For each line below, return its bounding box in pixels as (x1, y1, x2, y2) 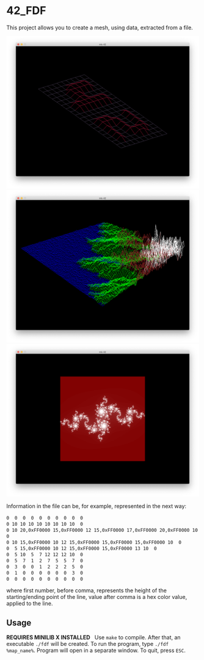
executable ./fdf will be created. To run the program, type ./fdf (6, 640, 169, 648)
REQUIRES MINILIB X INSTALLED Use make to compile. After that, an (6, 634, 181, 641)
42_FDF (6, 4, 46, 18)
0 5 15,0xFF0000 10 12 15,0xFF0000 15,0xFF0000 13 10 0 (6, 546, 157, 552)
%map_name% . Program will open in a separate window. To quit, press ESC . (6, 647, 186, 654)
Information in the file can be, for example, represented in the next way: (6, 502, 187, 510)
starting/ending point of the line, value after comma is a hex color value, (6, 593, 188, 601)
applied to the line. (6, 600, 53, 607)
